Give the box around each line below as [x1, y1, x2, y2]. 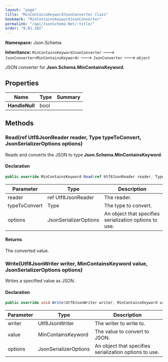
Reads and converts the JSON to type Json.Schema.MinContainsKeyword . [5, 151, 162, 157]
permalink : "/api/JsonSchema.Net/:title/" [5, 21, 95, 26]
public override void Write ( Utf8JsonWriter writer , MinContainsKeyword [5, 300, 157, 305]
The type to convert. [104, 202, 152, 209]
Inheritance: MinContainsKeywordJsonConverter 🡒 [5, 49, 115, 55]
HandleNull [7, 102, 35, 109]
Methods [5, 119, 34, 127]
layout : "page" [5, 7, 37, 12]
